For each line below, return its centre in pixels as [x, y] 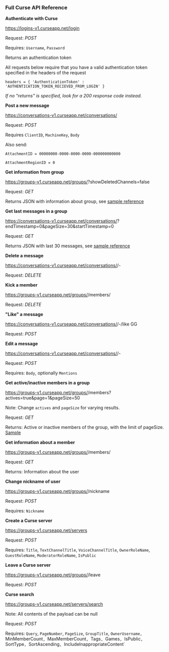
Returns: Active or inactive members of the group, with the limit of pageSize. [84, 427]
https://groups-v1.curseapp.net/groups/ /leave [53, 575]
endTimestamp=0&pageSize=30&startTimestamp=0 [60, 227]
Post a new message [27, 105]
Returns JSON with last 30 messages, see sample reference [68, 246]
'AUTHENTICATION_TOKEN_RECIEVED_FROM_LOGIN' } [55, 87]
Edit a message [22, 344]
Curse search [20, 594]
